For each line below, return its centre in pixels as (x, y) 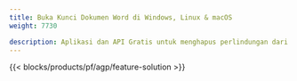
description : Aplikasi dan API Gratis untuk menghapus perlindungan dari (149, 42)
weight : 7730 (33, 26)
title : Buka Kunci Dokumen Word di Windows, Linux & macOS (121, 17)
